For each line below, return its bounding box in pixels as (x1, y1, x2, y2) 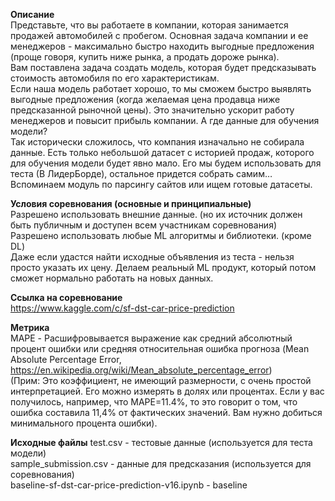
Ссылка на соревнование (10, 292, 123, 303)
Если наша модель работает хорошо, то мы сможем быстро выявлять (10, 83, 312, 94)
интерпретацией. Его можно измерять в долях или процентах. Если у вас (10, 385, 325, 397)
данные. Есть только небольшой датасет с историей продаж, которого (10, 147, 315, 158)
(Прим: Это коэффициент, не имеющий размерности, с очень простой (10, 375, 312, 386)
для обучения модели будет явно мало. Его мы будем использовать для (10, 157, 322, 169)
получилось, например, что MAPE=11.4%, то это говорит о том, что (10, 396, 298, 408)
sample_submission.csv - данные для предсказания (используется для (10, 458, 312, 469)
